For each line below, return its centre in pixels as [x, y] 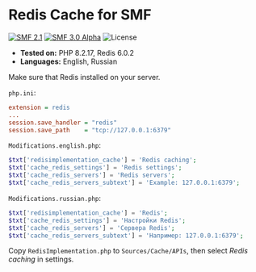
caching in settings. [41, 259]
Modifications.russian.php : [55, 198]
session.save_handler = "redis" [63, 123]
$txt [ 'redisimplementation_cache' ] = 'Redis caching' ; [103, 160]
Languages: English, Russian [69, 61]
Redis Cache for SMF [80, 15]
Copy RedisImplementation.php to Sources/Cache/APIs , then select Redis [128, 251]
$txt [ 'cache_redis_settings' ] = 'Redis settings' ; [95, 168]
